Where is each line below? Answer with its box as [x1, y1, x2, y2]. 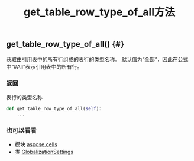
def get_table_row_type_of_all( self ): [6, 105, 102, 111]
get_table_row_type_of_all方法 [23, 5, 176, 19]
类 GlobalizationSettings [14, 148, 74, 155]
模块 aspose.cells [14, 140, 57, 148]
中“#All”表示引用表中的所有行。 [6, 63, 83, 70]
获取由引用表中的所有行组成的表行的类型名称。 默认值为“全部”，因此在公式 [6, 56, 189, 63]
